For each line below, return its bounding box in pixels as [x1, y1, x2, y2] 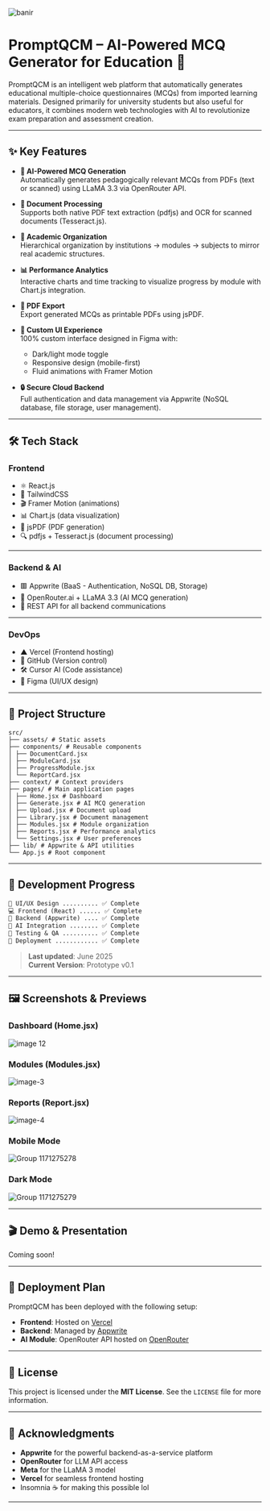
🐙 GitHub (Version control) [19, 656, 108, 665]
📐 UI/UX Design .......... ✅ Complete [8, 899, 140, 907]
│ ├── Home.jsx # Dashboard [8, 792, 103, 800]
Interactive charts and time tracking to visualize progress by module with [19, 277, 261, 286]
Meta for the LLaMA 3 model [19, 1465, 117, 1475]
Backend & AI [8, 562, 62, 573]
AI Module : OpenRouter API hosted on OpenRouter [19, 1334, 189, 1344]
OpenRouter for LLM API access [19, 1456, 129, 1467]
